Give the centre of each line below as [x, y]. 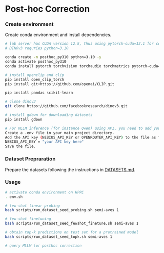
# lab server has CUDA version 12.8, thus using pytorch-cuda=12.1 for [79, 44]
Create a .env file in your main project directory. [60, 133]
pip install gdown [24, 119]
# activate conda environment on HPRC [44, 192]
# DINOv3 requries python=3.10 [37, 48]
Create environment [29, 24]
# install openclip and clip [35, 75]
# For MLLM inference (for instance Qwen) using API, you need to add [78, 128]
